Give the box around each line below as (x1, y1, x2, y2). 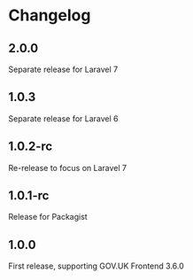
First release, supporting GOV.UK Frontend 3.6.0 (8, 261, 185, 271)
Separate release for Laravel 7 (8, 64, 119, 74)
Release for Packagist (8, 212, 88, 222)
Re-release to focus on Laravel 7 (8, 162, 127, 173)
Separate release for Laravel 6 (8, 113, 119, 124)
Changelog (8, 5, 91, 26)
